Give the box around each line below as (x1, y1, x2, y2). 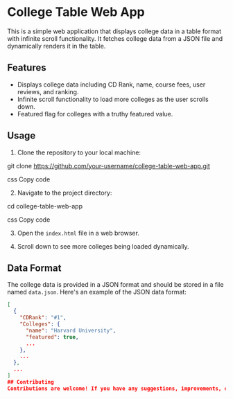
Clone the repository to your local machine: (17, 148, 141, 157)
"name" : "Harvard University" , (25, 327, 116, 334)
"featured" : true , (25, 333, 79, 340)
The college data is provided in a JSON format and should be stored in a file (7, 281, 224, 289)
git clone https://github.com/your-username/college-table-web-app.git (7, 161, 210, 170)
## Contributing (7, 378, 54, 385)
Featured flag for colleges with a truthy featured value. (17, 109, 173, 118)
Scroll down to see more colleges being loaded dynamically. (17, 242, 189, 250)
